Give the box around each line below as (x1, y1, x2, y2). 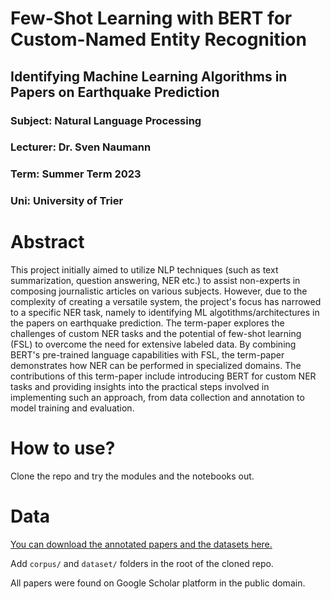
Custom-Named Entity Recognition (10, 28, 307, 51)
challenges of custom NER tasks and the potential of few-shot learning (10, 328, 302, 340)
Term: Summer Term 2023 (10, 167, 142, 181)
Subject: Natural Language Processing (10, 113, 202, 127)
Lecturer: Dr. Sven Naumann (10, 140, 152, 154)
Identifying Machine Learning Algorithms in (10, 68, 288, 85)
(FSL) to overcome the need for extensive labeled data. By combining (10, 338, 297, 351)
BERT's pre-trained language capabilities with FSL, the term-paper (10, 349, 285, 361)
